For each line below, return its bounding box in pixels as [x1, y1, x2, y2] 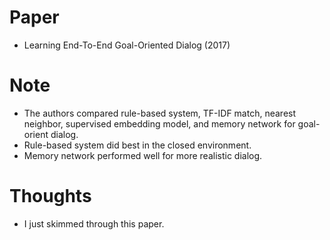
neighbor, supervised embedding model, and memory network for [23, 117, 296, 130]
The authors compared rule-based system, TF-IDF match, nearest [23, 107, 297, 119]
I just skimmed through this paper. [23, 217, 165, 230]
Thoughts [9, 185, 92, 208]
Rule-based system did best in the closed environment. [23, 139, 252, 151]
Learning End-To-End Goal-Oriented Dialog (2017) [23, 39, 231, 51]
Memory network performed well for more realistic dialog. [23, 149, 263, 161]
